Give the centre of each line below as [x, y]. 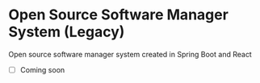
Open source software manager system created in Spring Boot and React [130, 54]
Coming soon [42, 69]
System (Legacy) [67, 32]
